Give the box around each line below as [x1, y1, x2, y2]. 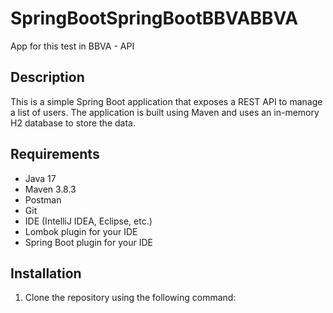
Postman [24, 193, 62, 206]
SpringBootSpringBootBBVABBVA [10, 7, 299, 30]
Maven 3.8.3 [24, 183, 77, 195]
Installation [10, 265, 82, 282]
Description [10, 69, 85, 86]
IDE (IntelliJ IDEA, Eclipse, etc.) [24, 215, 153, 227]
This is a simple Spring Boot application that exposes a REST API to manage [10, 95, 323, 107]
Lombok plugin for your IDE [24, 225, 138, 237]
